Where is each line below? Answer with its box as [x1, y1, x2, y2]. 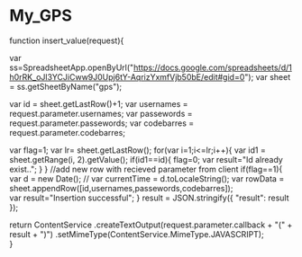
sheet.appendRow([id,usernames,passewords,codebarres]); [9, 182, 233, 193]
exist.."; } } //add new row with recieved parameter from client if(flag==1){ [9, 164, 283, 174]
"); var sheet [244, 71, 291, 82]
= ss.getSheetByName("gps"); [9, 81, 123, 92]
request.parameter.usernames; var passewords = [9, 108, 193, 119]
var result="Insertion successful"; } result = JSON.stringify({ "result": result [9, 192, 290, 203]
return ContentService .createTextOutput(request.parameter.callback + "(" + [9, 219, 293, 230]
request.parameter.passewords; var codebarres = [9, 118, 195, 128]
